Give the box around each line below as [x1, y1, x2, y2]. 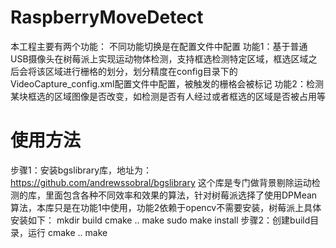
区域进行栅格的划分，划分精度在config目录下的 [44, 65, 238, 77]
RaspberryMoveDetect [10, 6, 204, 29]
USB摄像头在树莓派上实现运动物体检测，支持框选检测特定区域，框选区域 [10, 52, 309, 65]
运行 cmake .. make [27, 226, 108, 238]
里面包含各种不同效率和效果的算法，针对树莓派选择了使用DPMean [44, 189, 318, 201]
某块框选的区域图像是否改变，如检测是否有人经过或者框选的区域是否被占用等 [10, 90, 326, 102]
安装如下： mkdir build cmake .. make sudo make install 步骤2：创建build [10, 214, 311, 226]
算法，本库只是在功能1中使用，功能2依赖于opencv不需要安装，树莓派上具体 [10, 201, 322, 213]
